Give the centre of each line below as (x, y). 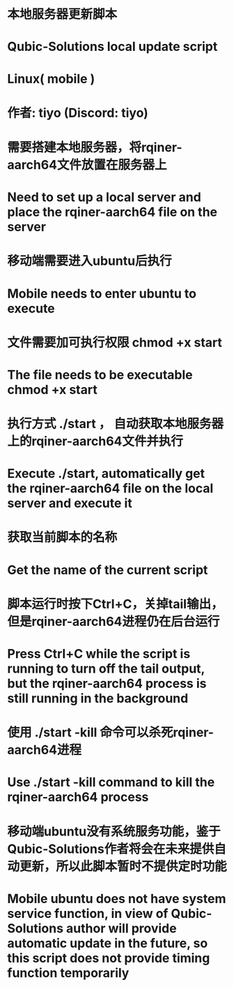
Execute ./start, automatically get (106, 474)
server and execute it (70, 503)
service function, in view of (88, 913)
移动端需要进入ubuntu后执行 (89, 261)
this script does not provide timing (109, 958)
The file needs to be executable (100, 375)
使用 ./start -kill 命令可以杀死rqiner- (111, 732)
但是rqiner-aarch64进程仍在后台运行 (114, 621)
